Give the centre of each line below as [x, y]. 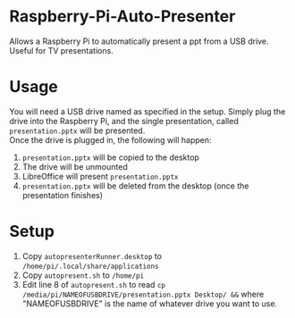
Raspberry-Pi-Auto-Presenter [122, 17]
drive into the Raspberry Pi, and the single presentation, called [124, 121]
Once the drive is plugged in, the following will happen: [110, 139]
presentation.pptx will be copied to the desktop [110, 157]
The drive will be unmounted [75, 166]
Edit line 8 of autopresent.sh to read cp [93, 284]
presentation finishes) [63, 195]
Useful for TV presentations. [61, 50]
